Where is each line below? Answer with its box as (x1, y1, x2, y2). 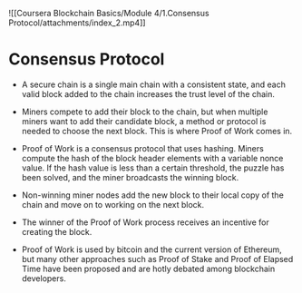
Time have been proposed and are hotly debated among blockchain (21, 263, 276, 274)
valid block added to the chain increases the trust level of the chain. (21, 88, 276, 99)
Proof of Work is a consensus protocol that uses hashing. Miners (21, 142, 264, 153)
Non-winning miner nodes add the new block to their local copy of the (21, 190, 285, 200)
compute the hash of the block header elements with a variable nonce (21, 152, 284, 163)
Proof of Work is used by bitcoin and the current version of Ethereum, (21, 244, 282, 255)
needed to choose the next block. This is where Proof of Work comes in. (21, 125, 293, 136)
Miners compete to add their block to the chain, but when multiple (21, 106, 268, 117)
